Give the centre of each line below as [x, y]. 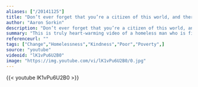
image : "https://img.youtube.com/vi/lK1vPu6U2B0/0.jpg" [76, 61]
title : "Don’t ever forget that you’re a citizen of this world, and [93, 17]
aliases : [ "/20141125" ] [35, 11]
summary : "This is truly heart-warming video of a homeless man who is [96, 34]
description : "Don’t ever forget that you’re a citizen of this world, [96, 28]
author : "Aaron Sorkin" [35, 22]
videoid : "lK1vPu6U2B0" [35, 55]
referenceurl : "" [27, 39]
